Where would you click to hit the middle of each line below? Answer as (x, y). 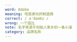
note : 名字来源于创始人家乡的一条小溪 (39, 28)
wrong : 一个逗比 (20, 23)
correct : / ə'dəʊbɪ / (27, 18)
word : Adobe (17, 9)
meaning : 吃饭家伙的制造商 (29, 14)
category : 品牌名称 (23, 32)
